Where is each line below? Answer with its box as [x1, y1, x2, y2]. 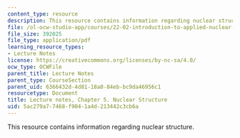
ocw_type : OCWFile [7, 63, 62, 70]
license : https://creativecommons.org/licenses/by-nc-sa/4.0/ [7, 57, 196, 64]
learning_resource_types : [7, 43, 84, 51]
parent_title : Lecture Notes [7, 70, 94, 77]
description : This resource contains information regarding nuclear [7, 17, 216, 24]
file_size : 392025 [7, 30, 62, 38]
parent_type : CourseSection [7, 76, 91, 84]
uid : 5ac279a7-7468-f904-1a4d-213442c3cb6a [7, 103, 139, 110]
